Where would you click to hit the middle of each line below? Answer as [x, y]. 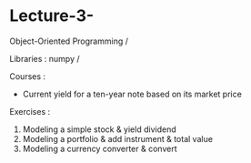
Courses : [28, 76]
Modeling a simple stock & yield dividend [99, 129]
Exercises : [30, 111]
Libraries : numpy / [45, 58]
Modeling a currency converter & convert [100, 148]
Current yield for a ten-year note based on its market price [132, 94]
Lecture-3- [52, 16]
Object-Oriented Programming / [69, 41]
